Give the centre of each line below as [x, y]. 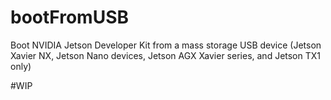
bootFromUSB [69, 17]
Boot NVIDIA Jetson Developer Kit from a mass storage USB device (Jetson [166, 45]
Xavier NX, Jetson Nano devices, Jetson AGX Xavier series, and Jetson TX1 [166, 55]
